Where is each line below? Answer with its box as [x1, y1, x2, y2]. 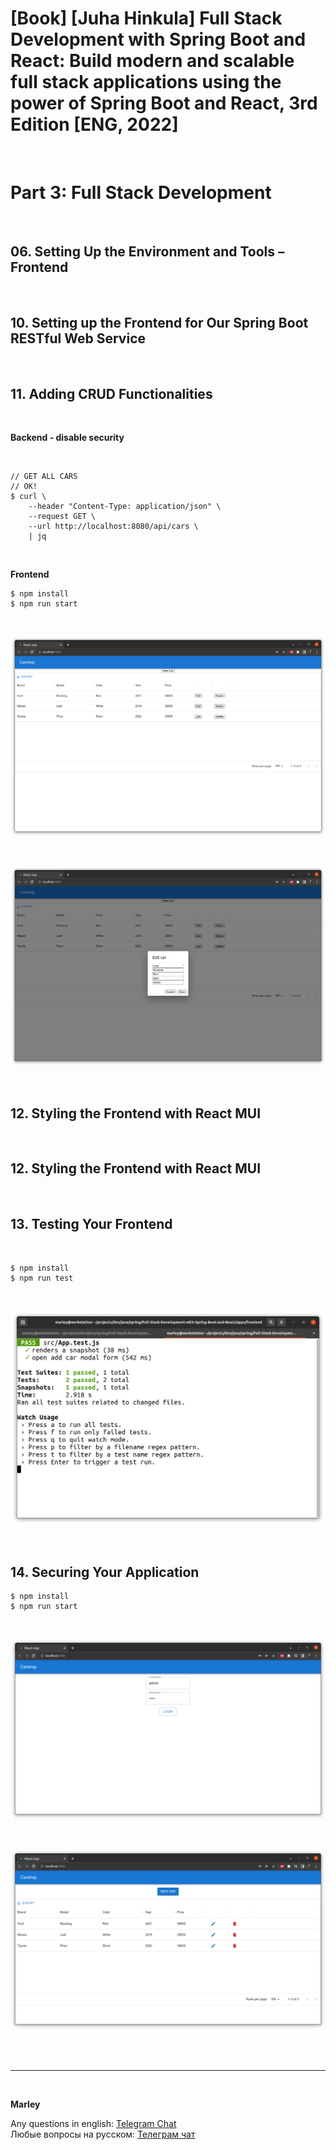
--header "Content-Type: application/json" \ [28, 502, 222, 512]
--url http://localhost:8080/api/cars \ [28, 522, 199, 532]
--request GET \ [28, 512, 97, 522]
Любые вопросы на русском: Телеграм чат [10, 2128, 196, 2141]
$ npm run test [10, 1273, 74, 1283]
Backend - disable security [10, 432, 125, 444]
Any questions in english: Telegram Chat [10, 2118, 177, 2130]
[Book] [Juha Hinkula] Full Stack [10, 7, 283, 30]
